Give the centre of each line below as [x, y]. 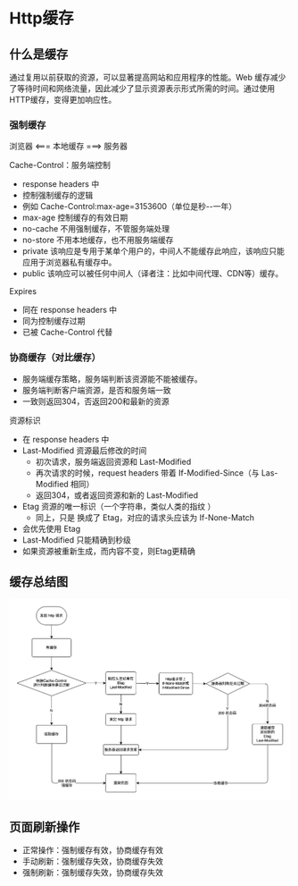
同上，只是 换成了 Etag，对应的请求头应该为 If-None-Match [145, 517]
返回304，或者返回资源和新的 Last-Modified [117, 495]
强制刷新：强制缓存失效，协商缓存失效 [92, 873]
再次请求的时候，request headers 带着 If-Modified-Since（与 [147, 473]
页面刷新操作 [45, 827]
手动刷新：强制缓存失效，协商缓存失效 [92, 861]
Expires [23, 291]
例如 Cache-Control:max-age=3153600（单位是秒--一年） [129, 207]
